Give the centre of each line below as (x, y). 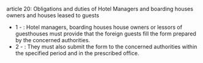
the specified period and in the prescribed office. (77, 53)
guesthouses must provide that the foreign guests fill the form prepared (105, 34)
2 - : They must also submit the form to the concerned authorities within (106, 46)
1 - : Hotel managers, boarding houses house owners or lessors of (99, 27)
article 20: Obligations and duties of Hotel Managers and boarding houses (100, 9)
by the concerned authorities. (52, 40)
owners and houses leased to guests (53, 15)
